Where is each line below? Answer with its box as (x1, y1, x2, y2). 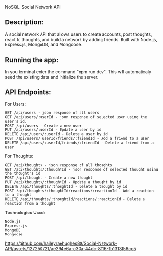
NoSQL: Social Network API (5, 4, 61, 10)
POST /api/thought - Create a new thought (5, 175, 93, 180)
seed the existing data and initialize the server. (5, 74, 99, 80)
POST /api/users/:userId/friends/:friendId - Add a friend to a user (5, 136, 150, 141)
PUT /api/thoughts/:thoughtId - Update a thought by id (5, 180, 121, 185)
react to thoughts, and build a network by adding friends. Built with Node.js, (5, 36, 157, 42)
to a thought (5, 192, 32, 197)
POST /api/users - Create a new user (5, 123, 82, 128)
